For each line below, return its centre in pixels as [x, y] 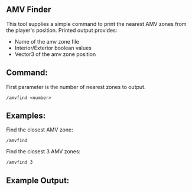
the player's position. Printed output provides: [62, 30]
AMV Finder [29, 10]
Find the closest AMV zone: [40, 130]
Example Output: [38, 180]
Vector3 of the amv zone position [55, 54]
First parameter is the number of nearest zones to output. [76, 87]
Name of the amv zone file [47, 41]
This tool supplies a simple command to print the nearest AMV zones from [97, 24]
